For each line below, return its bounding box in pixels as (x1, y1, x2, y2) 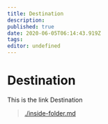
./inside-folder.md (24, 109, 77, 117)
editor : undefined (7, 42, 61, 49)
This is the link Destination (7, 95, 83, 104)
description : (7, 17, 45, 24)
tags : (7, 36, 23, 43)
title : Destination (7, 10, 64, 17)
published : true (7, 23, 54, 30)
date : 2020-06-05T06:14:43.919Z (7, 29, 101, 37)
